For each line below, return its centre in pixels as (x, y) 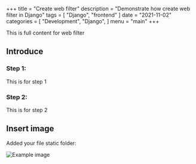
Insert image (30, 129)
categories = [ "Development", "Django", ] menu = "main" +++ (83, 21)
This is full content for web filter (45, 33)
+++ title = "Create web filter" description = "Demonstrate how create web (98, 9)
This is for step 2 (27, 110)
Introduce (25, 52)
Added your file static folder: (41, 143)
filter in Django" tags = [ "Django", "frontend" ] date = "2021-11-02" (89, 15)
